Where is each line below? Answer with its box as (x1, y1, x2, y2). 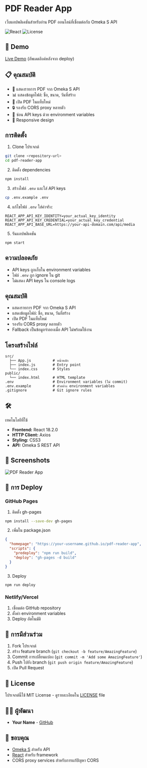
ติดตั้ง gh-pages (12, 509, 42, 515)
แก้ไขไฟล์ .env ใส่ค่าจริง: (12, 204, 53, 209)
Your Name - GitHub (12, 719, 53, 725)
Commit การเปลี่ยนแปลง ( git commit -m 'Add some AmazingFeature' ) (12, 654, 143, 660)
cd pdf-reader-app (5, 158, 42, 163)
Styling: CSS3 (12, 437, 41, 443)
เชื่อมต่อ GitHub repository (12, 605, 61, 611)
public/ (5, 371, 21, 376)
